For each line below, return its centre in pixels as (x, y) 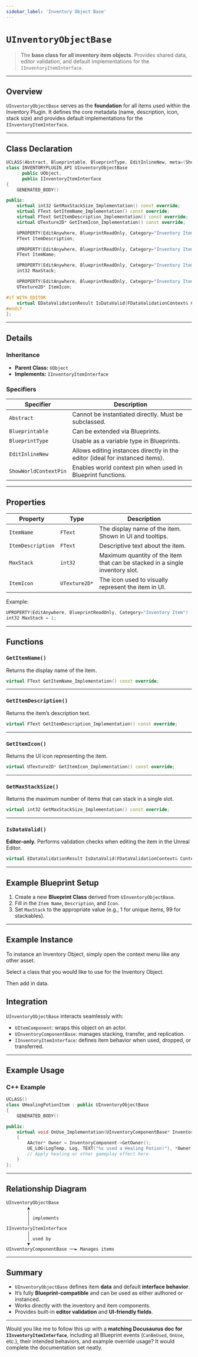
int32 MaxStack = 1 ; (32, 618)
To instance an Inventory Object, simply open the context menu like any (93, 954)
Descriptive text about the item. (143, 546)
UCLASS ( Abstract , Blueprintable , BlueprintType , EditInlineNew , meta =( (96, 162)
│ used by (39, 1239)
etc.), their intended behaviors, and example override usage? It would (90, 1342)
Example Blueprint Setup (52, 883)
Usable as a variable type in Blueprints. (126, 441)
